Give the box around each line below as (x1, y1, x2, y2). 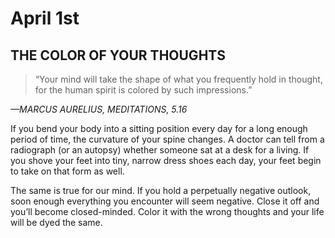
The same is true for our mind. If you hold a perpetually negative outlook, (10, 185, 312, 196)
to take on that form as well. (10, 165, 125, 177)
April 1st (10, 7, 80, 30)
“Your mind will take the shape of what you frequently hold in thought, (34, 73, 323, 85)
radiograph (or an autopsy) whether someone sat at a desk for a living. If (10, 144, 310, 156)
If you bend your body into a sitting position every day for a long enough (10, 123, 308, 134)
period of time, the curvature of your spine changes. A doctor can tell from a (10, 133, 325, 145)
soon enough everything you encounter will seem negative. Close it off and (10, 195, 320, 207)
